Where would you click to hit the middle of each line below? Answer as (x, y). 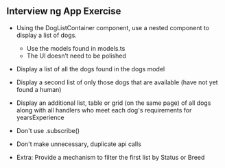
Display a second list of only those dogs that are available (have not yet (117, 82)
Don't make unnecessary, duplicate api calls (79, 144)
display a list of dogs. (46, 35)
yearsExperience (40, 117)
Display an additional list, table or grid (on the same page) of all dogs (114, 103)
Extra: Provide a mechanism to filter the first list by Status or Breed (110, 157)
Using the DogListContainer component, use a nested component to (113, 27)
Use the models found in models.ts (76, 48)
